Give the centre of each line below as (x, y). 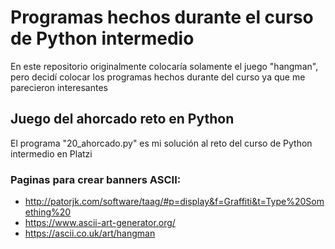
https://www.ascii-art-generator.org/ (100, 223)
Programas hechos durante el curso (162, 17)
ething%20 (48, 212)
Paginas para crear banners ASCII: (96, 179)
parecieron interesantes (59, 87)
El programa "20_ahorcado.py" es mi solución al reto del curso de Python (161, 143)
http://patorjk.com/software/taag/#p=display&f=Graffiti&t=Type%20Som (174, 202)
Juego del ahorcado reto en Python (122, 119)
